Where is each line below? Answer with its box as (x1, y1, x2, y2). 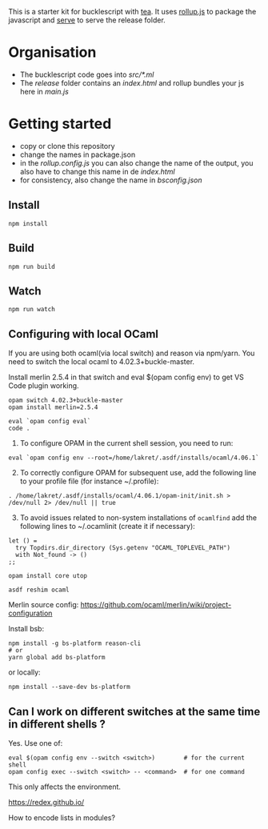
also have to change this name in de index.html (19, 166, 175, 176)
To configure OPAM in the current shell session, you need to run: (19, 439, 234, 448)
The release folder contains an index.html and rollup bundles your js (19, 78, 245, 87)
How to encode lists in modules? (8, 812, 116, 823)
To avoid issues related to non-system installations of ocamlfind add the (19, 513, 258, 523)
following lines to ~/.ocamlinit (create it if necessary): (19, 522, 196, 531)
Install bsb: (8, 624, 45, 634)
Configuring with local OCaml (8, 327, 158, 341)
